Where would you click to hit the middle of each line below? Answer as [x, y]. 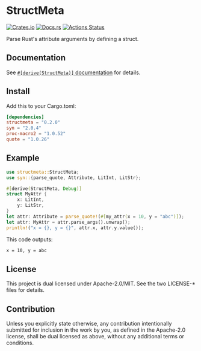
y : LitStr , [31, 206]
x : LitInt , [31, 200]
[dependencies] [25, 117]
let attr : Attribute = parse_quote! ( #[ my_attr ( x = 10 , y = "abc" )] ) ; [95, 217]
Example [23, 158]
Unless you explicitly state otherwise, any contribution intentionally [89, 324]
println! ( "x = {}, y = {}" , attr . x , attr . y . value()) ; [75, 228]
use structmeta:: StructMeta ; [43, 172]
